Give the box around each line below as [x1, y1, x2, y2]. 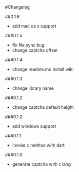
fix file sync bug [12, 42, 45, 48]
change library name [12, 85, 54, 91]
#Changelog [5, 4, 30, 10]
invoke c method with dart [12, 142, 65, 148]
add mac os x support [12, 23, 57, 29]
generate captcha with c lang [12, 161, 71, 167]
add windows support [12, 123, 56, 129]
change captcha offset [12, 48, 58, 53]
